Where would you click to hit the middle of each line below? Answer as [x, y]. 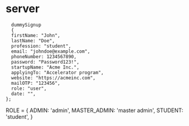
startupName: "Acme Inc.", [45, 67]
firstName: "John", [36, 35]
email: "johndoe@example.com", [51, 51]
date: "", [23, 94]
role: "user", [29, 88]
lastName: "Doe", [33, 41]
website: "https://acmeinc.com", [53, 78]
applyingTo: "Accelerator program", [57, 72]
